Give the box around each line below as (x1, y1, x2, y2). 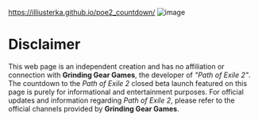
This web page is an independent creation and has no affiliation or (8, 61, 225, 71)
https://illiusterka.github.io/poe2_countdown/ (8, 8, 156, 17)
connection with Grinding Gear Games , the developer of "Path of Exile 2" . (8, 70, 252, 80)
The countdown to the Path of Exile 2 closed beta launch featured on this (8, 78, 248, 88)
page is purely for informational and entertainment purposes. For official (8, 87, 245, 96)
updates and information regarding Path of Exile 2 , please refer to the (8, 96, 236, 105)
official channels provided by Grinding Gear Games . (8, 103, 180, 113)
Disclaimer (8, 36, 81, 53)
